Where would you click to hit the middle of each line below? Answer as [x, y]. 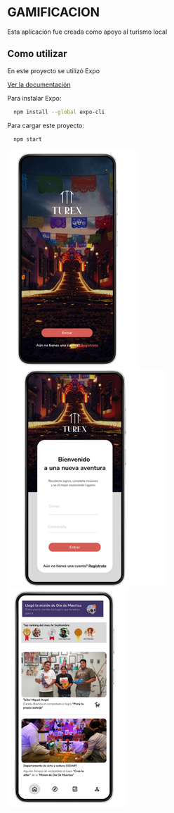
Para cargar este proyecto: [46, 125]
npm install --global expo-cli [59, 112]
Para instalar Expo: [34, 98]
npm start [28, 139]
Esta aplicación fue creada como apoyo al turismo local [87, 32]
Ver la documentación [39, 84]
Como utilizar [38, 54]
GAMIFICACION [54, 12]
